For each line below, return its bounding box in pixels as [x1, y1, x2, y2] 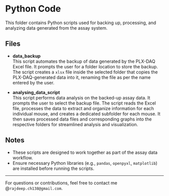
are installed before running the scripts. [12, 165, 95, 171]
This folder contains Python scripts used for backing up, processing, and [5, 20, 156, 26]
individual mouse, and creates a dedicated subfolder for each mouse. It [12, 111, 161, 117]
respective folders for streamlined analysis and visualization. [12, 121, 138, 127]
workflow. [12, 154, 33, 161]
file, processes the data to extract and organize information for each [12, 105, 154, 111]
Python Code [5, 3, 61, 15]
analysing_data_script [12, 89, 60, 95]
